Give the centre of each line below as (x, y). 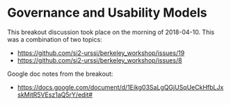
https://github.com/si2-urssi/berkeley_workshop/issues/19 (101, 53)
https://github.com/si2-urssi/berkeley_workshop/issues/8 (99, 60)
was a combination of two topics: (55, 39)
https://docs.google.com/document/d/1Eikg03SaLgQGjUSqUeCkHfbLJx (120, 87)
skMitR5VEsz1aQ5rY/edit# (55, 95)
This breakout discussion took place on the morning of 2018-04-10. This (111, 32)
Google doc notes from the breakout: (60, 74)
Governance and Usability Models (107, 13)
